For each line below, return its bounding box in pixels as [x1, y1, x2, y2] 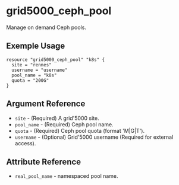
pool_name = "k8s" [11, 72, 58, 78]
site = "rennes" [11, 62, 52, 68]
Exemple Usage [6, 41, 65, 51]
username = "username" [11, 67, 68, 73]
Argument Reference [6, 99, 86, 109]
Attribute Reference [6, 157, 81, 167]
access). [14, 139, 36, 146]
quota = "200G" [11, 77, 49, 84]
